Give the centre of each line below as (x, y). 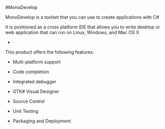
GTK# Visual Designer (36, 91)
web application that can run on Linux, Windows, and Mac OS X (72, 32)
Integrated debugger (34, 82)
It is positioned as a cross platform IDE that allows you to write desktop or (82, 27)
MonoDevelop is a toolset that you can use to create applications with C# (82, 17)
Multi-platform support (37, 62)
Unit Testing (25, 111)
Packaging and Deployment (42, 121)
